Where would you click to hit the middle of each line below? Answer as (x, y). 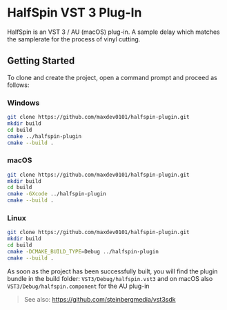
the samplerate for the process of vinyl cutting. (74, 39)
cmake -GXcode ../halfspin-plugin (57, 194)
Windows (23, 103)
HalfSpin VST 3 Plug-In (75, 13)
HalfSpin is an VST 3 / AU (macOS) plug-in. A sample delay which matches (113, 32)
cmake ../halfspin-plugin (44, 136)
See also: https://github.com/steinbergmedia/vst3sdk (100, 299)
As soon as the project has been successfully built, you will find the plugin (112, 271)
